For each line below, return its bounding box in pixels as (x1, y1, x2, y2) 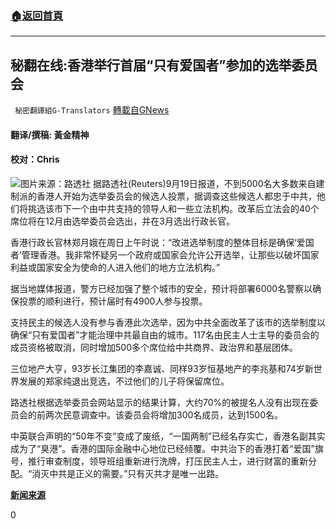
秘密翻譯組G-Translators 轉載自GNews (14, 104, 170, 116)
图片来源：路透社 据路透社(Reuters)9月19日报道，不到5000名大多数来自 (20, 177, 317, 189)
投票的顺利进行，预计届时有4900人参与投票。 (18, 295, 208, 307)
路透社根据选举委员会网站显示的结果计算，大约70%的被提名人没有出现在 (10, 396, 310, 408)
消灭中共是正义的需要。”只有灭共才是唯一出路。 (31, 467, 225, 479)
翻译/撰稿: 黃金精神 (10, 128, 90, 141)
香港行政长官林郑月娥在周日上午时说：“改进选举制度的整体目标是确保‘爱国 (10, 236, 315, 248)
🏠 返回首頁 (10, 8, 64, 22)
